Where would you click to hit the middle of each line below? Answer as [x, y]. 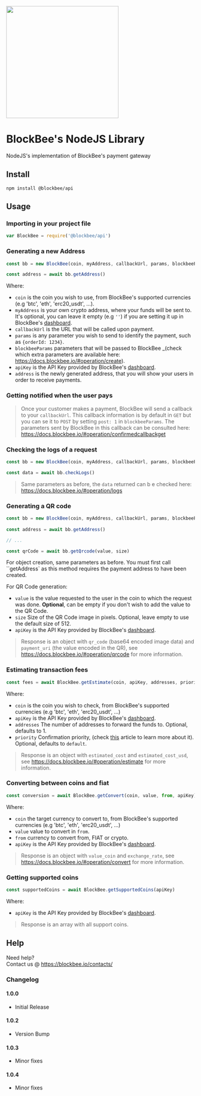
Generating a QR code [39, 506]
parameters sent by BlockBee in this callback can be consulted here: [105, 428]
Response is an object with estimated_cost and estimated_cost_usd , [104, 755]
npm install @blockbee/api [40, 188]
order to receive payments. [48, 380]
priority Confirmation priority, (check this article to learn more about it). [104, 737]
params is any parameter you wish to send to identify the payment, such [103, 335]
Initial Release [32, 1007]
